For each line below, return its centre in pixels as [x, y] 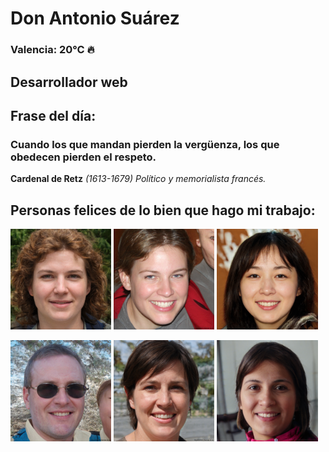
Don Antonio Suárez [95, 18]
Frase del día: [53, 115]
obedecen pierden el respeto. [83, 157]
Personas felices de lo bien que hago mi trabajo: [163, 210]
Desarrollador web [69, 82]
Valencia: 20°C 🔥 [52, 50]
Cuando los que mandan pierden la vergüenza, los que [145, 144]
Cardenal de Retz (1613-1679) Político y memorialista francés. [138, 179]
